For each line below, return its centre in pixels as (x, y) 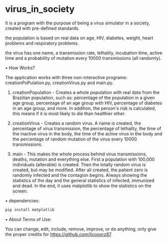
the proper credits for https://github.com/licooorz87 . (59, 234)
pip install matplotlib (30, 210)
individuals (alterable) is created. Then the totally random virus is (79, 164)
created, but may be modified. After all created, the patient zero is (80, 170)
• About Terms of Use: (28, 219)
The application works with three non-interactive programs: (66, 77)
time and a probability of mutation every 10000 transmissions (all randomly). (83, 58)
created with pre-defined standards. (42, 28)
